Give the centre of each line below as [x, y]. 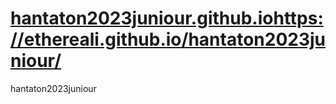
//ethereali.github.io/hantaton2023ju [168, 39]
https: [298, 18]
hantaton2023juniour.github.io [142, 18]
